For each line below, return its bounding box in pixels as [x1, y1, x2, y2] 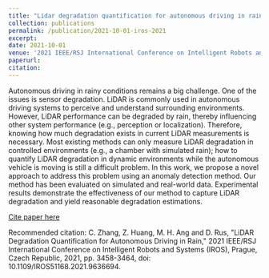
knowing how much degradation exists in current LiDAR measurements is [8, 128, 250, 138]
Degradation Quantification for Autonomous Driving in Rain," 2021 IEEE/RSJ [8, 236, 257, 245]
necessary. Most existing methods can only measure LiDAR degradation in [8, 137, 254, 147]
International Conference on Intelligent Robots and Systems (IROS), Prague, [8, 244, 258, 254]
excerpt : [8, 34, 38, 42]
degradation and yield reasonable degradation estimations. [8, 196, 203, 206]
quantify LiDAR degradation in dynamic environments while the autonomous [8, 154, 259, 163]
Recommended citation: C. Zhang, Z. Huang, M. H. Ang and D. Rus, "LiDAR [8, 228, 255, 237]
